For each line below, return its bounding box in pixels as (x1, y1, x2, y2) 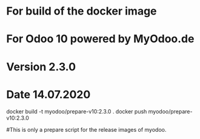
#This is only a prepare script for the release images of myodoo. (6, 126, 167, 133)
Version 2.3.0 (6, 59, 76, 73)
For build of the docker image (6, 4, 157, 18)
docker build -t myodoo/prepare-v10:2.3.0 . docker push (6, 107, 147, 115)
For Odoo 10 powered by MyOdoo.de (6, 32, 195, 46)
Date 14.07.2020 (6, 87, 91, 101)
